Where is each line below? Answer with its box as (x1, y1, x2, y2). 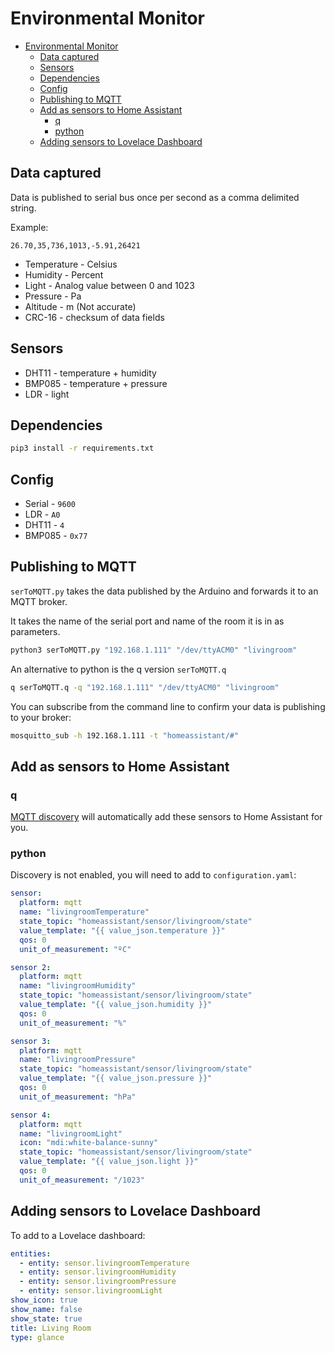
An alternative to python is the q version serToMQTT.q (10, 663, 227, 675)
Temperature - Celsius (24, 258, 118, 270)
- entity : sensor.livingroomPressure (19, 1277, 177, 1287)
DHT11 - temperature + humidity (24, 367, 157, 379)
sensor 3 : (10, 1036, 52, 1046)
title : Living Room (10, 1323, 92, 1333)
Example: (10, 221, 49, 233)
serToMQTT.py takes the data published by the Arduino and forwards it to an (10, 585, 319, 597)
